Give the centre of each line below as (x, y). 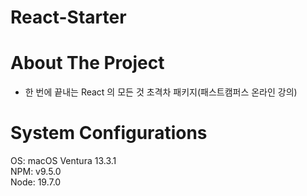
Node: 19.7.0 (36, 182)
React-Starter (68, 17)
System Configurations (109, 133)
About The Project (87, 63)
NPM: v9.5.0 (36, 172)
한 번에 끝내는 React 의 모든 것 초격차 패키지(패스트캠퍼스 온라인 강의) (161, 92)
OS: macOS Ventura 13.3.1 (63, 161)
